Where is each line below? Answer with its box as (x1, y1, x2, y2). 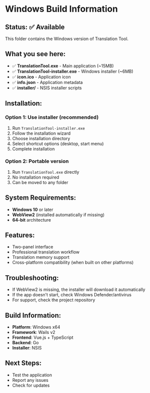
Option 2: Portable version (5, 158, 69, 165)
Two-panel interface (12, 244, 54, 250)
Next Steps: (5, 359, 42, 367)
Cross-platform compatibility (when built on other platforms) (12, 260, 134, 266)
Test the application (12, 372, 52, 378)
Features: (5, 231, 35, 239)
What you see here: (5, 50, 66, 58)
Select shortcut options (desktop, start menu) (12, 141, 104, 146)
